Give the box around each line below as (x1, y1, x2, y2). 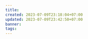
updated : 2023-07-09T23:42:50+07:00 (5, 17, 83, 22)
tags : (5, 26, 17, 31)
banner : (5, 21, 22, 27)
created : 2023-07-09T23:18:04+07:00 (5, 12, 83, 17)
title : (5, 7, 19, 13)
